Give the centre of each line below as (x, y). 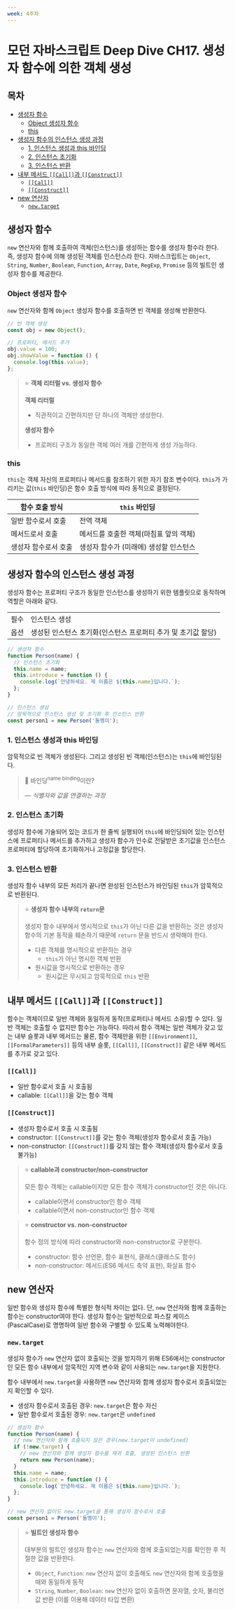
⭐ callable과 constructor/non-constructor (86, 1170)
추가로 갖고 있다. (37, 1053)
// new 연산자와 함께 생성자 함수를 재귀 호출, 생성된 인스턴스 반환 (105, 1454)
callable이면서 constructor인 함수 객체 (88, 1201)
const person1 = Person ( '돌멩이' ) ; (57, 1518)
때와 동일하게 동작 (59, 1582)
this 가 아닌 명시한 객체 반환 (83, 959)
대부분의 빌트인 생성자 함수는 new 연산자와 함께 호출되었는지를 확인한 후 (121, 1549)
